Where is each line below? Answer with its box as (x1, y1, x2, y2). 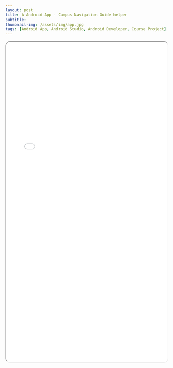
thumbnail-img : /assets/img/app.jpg (5, 22, 84, 27)
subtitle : (5, 17, 27, 22)
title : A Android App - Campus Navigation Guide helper (5, 12, 127, 17)
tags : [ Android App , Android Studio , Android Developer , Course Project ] (5, 27, 167, 32)
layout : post (5, 7, 33, 13)
